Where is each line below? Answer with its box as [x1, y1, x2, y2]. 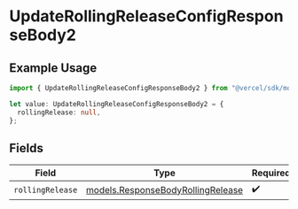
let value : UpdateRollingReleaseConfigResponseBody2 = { [9, 99, 224, 108]
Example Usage [9, 60, 98, 75]
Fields [9, 140, 44, 156]
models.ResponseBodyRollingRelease [85, 183, 244, 196]
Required [251, 166, 291, 179]
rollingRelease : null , [17, 108, 101, 117]
